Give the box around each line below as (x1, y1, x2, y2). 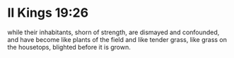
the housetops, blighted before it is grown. (7, 43, 131, 51)
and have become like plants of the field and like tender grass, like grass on (7, 35, 228, 43)
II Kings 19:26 (7, 5, 89, 21)
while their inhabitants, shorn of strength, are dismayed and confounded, (7, 28, 220, 36)
